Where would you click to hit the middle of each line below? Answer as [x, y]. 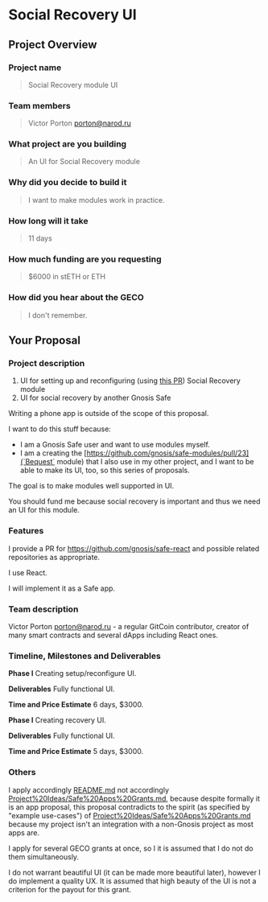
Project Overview [53, 45]
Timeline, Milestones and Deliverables [85, 656]
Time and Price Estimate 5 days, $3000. [76, 752]
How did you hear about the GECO [76, 298]
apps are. [24, 832]
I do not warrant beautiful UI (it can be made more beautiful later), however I [135, 872]
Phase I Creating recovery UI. [58, 720]
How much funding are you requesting [85, 259]
